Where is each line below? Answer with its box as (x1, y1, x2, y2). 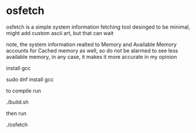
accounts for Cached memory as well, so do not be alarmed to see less (6, 47, 178, 54)
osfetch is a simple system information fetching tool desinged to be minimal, (6, 23, 191, 30)
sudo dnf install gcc (6, 76, 54, 83)
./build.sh (6, 98, 29, 106)
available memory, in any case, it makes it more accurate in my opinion (6, 53, 177, 60)
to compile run (6, 87, 41, 94)
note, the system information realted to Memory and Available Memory (6, 41, 177, 48)
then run (6, 110, 27, 117)
